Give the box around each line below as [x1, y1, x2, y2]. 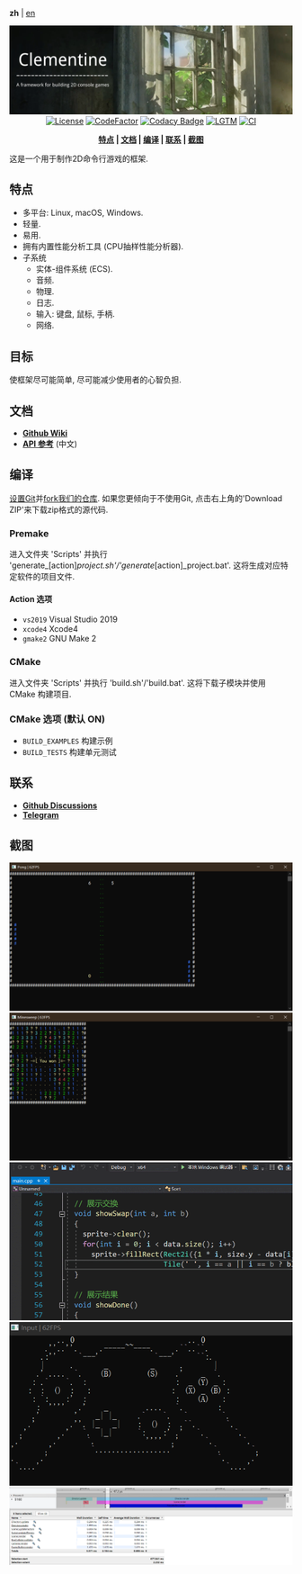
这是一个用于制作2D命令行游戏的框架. [9, 153, 148, 164]
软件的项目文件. [16, 571, 75, 582]
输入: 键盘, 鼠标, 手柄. [35, 309, 115, 319]
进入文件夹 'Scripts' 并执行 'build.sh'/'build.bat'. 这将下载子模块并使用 [9, 677, 267, 688]
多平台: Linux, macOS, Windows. [22, 207, 144, 219]
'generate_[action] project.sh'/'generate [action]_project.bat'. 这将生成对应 [9, 560, 281, 571]
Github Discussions [22, 800, 98, 811]
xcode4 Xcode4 [22, 624, 79, 634]
